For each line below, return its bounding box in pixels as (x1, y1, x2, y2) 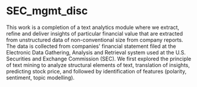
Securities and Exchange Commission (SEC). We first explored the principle (6, 55, 192, 62)
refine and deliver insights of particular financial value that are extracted (6, 30, 183, 37)
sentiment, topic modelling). (6, 74, 75, 81)
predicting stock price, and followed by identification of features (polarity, (6, 67, 187, 75)
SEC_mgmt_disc (6, 4, 88, 18)
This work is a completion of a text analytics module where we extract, (6, 24, 180, 31)
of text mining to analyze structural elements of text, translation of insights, (6, 61, 190, 69)
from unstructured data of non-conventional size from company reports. (6, 36, 183, 43)
